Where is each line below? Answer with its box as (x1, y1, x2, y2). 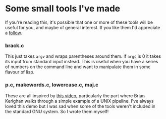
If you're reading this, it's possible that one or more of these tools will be (5, 19, 153, 25)
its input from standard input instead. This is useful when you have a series (5, 59, 159, 65)
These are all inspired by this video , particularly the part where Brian (5, 92, 145, 99)
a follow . (5, 30, 22, 36)
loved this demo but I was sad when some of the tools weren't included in (5, 103, 156, 109)
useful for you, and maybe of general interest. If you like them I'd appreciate (5, 24, 160, 30)
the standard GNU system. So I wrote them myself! (5, 108, 109, 114)
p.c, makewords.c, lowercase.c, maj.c (5, 81, 99, 88)
